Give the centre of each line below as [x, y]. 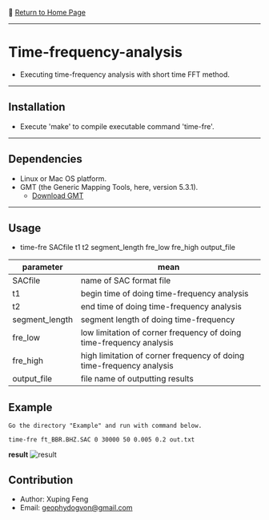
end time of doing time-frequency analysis [161, 307]
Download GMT [58, 196]
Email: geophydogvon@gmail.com [76, 508]
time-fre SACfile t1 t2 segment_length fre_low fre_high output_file [128, 248]
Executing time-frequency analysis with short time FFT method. [125, 74]
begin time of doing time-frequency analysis [165, 294]
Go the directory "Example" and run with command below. [105, 426]
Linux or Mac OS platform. [63, 178]
